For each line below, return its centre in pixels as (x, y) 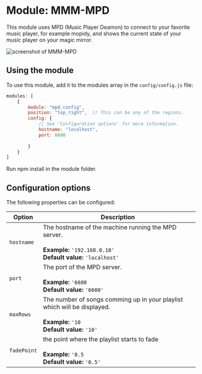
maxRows (20, 314)
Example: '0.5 (63, 354)
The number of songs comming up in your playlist (113, 299)
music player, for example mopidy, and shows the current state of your (94, 33)
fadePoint (23, 351)
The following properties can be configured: (61, 203)
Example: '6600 (65, 282)
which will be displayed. (77, 307)
